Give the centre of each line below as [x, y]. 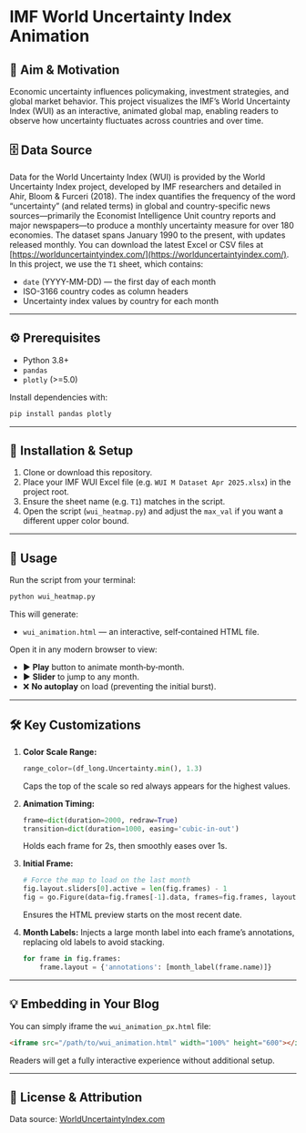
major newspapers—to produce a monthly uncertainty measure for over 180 [152, 225]
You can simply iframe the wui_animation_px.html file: [110, 1026]
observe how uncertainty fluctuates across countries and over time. [137, 121]
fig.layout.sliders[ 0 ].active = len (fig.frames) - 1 [125, 889]
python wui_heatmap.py [52, 597]
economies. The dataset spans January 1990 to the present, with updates [148, 235]
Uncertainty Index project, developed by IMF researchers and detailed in [146, 186]
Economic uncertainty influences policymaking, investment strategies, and [149, 92]
